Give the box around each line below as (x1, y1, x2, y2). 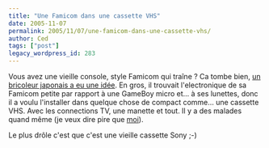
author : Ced (8, 34, 48, 43)
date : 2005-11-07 (8, 19, 67, 27)
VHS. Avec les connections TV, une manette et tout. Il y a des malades (8, 106, 242, 116)
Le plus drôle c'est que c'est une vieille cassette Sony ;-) (8, 130, 198, 140)
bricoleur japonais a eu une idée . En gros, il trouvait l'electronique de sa (8, 80, 247, 90)
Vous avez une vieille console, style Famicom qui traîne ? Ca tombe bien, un (8, 72, 261, 81)
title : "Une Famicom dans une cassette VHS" (8, 11, 161, 20)
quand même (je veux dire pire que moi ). (8, 115, 144, 124)
